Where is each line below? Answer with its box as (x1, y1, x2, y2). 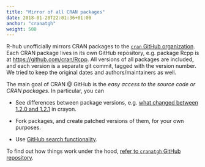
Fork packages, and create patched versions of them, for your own (15, 117, 184, 125)
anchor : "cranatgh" (6, 20, 56, 26)
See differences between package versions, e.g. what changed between (15, 99, 199, 106)
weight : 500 (6, 26, 37, 32)
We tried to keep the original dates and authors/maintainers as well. (6, 69, 176, 76)
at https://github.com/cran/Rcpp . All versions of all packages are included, (6, 56, 194, 63)
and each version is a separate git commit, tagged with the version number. (6, 62, 197, 70)
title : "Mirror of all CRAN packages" (6, 9, 105, 15)
